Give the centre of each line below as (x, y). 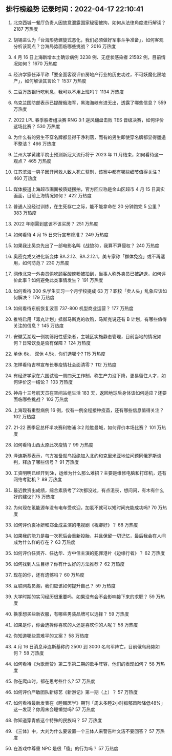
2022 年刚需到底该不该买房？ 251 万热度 (56, 223)
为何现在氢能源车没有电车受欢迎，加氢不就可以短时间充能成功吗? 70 (85, 507)
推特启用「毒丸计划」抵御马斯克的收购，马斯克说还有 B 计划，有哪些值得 (90, 319)
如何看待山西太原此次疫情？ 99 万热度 (53, 444)
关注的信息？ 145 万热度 (38, 325)
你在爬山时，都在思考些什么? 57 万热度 (54, 681)
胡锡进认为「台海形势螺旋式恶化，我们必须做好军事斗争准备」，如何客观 (88, 39)
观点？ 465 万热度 (32, 161)
